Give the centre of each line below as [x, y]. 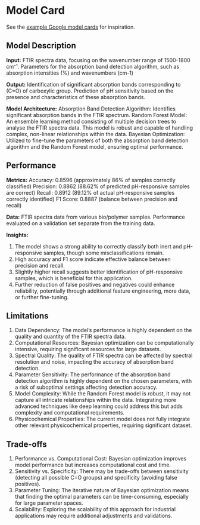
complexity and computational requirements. [70, 413]
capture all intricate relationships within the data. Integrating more [96, 400]
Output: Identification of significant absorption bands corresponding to [93, 84]
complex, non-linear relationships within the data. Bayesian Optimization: [96, 134]
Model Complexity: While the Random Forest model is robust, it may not [103, 394]
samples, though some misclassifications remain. [104, 253]
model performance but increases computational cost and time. [93, 465]
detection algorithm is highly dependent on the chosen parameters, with [103, 381]
